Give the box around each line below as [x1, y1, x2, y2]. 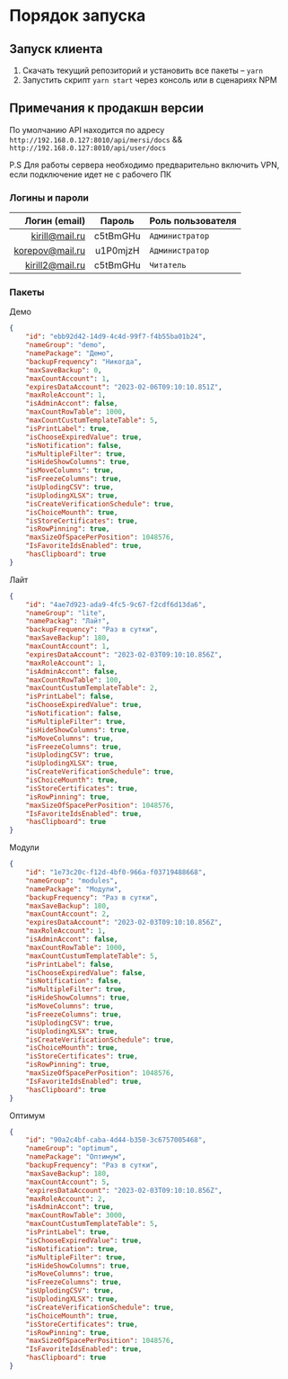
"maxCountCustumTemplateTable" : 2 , [25, 684, 159, 693]
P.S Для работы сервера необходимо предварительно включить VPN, [9, 159, 280, 170]
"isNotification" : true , [25, 1244, 118, 1253]
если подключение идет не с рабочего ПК [9, 168, 172, 180]
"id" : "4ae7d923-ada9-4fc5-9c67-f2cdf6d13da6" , [25, 600, 206, 609]
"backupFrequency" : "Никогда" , [25, 357, 143, 366]
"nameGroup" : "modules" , [25, 876, 118, 885]
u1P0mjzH [94, 245, 140, 257]
